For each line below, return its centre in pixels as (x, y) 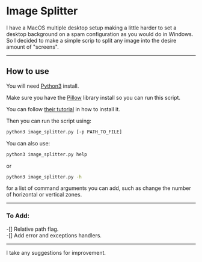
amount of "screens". (32, 47)
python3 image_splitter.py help (47, 154)
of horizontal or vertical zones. (44, 195)
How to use (28, 71)
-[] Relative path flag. (32, 229)
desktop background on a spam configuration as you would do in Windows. (100, 34)
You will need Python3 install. (43, 86)
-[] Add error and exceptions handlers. (54, 235)
